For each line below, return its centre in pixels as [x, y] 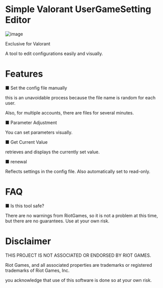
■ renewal [16, 161]
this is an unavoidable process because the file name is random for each [80, 97]
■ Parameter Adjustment [31, 123]
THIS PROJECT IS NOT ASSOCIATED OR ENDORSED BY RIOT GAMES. [78, 255]
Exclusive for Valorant [28, 43]
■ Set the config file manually [36, 88]
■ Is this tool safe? [25, 206]
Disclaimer [28, 241]
